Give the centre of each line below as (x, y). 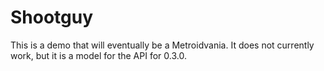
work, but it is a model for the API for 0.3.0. (98, 55)
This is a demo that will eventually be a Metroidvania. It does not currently (162, 45)
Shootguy (52, 17)
